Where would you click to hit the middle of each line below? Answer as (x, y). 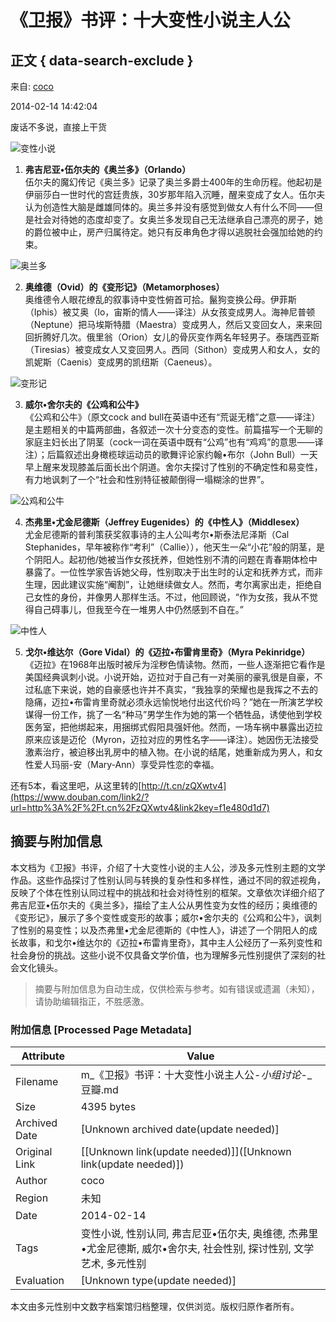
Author (31, 1181)
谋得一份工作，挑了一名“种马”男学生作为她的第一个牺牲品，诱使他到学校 (173, 714)
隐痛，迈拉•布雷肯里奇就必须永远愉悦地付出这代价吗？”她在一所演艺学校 (173, 702)
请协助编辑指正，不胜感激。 (92, 1001)
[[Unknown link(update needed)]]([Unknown (186, 1152)
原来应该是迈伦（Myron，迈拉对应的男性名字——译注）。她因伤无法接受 (172, 739)
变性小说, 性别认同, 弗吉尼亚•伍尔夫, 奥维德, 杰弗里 (199, 1234)
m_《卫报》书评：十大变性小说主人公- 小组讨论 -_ (196, 1075)
